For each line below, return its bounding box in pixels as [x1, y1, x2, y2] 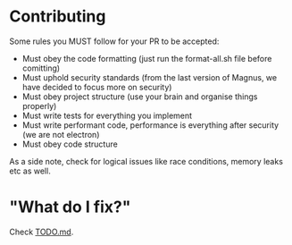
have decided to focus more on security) [21, 81, 172, 92]
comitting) [21, 63, 61, 73]
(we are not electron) [21, 129, 100, 139]
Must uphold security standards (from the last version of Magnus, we [21, 72, 278, 82]
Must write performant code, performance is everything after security [21, 119, 279, 131]
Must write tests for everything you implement [21, 110, 193, 121]
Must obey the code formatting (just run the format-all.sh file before [21, 53, 272, 63]
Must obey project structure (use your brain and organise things [21, 91, 258, 102]
